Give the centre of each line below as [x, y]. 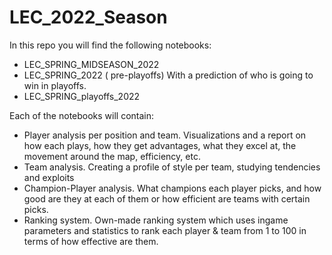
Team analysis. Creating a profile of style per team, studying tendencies [172, 167]
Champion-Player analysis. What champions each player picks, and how [172, 188]
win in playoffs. [55, 85]
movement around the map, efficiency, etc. [112, 156]
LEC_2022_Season [88, 17]
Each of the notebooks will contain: [82, 115]
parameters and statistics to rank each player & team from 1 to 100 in [165, 230]
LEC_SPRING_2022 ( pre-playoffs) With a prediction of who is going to [168, 75]
